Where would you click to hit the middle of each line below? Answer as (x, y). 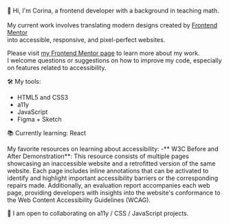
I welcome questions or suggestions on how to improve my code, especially (115, 60)
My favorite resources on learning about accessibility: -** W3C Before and (113, 149)
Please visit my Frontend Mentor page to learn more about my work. (103, 53)
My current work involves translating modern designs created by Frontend (112, 25)
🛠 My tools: (24, 81)
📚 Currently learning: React (47, 133)
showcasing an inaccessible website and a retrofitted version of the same (111, 164)
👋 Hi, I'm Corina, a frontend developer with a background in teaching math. (113, 11)
